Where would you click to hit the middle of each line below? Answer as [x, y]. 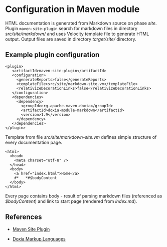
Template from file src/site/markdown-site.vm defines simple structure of [81, 137]
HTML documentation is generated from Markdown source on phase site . [81, 23]
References [24, 217]
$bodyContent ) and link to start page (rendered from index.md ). [71, 201]
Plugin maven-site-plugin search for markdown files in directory [71, 28]
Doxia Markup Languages [39, 238]
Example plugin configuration [52, 55]
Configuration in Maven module [72, 9]
